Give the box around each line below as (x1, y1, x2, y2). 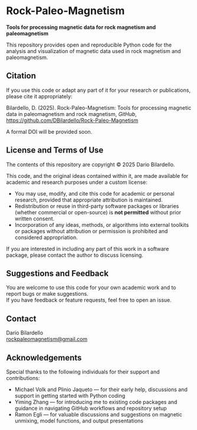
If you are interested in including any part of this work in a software (6, 245, 169, 252)
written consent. (14, 215, 55, 222)
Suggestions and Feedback (6, 268, 109, 278)
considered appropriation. (14, 234, 78, 241)
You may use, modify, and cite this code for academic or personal (14, 190, 175, 197)
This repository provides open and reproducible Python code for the (6, 41, 172, 48)
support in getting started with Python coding (14, 392, 126, 399)
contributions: (6, 375, 40, 381)
